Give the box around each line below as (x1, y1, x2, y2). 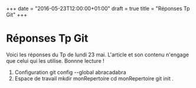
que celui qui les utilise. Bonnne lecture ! (6, 57, 104, 64)
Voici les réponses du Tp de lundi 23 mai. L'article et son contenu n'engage (6, 51, 189, 58)
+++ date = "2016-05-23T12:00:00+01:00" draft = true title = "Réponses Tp (6, 5, 190, 12)
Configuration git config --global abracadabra (14, 69, 126, 76)
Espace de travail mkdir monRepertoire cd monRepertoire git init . (14, 75, 174, 82)
